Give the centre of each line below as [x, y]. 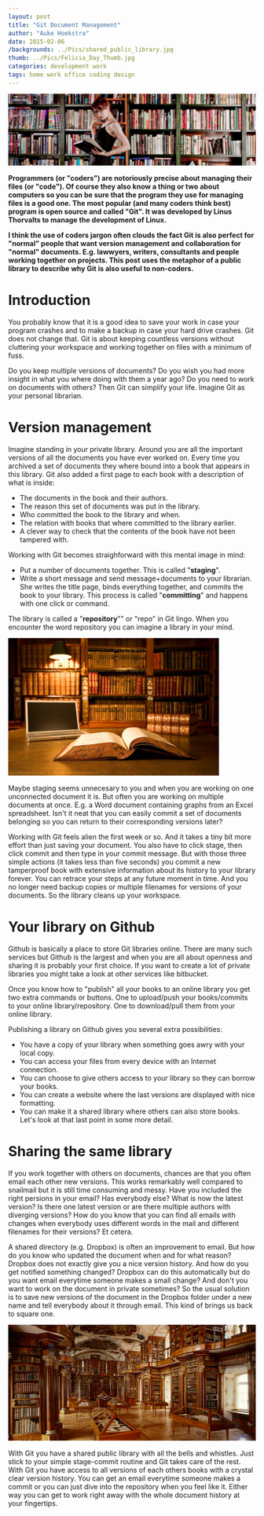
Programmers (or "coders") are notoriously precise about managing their [130, 178]
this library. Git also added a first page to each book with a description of [126, 474]
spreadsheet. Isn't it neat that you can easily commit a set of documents [125, 813]
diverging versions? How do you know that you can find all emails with [122, 1215]
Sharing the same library [90, 1151]
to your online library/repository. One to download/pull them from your [122, 1005]
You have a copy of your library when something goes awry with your [132, 1044]
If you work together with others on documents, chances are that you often [130, 1173]
